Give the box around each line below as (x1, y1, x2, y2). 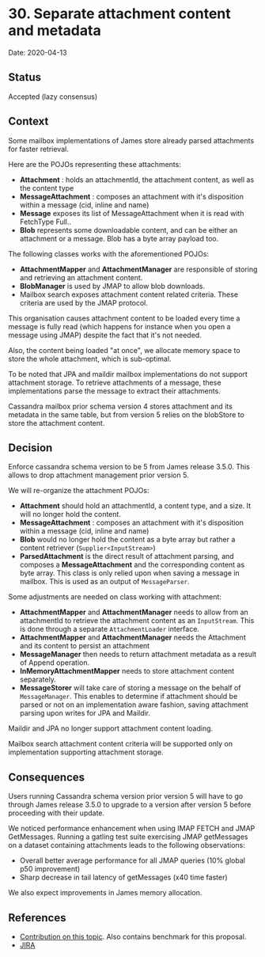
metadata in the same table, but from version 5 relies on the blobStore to (8, 409, 245, 420)
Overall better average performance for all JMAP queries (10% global (19, 856, 245, 865)
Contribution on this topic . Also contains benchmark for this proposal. (19, 932, 247, 941)
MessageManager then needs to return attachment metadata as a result (19, 650, 257, 659)
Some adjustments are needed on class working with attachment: (8, 592, 221, 602)
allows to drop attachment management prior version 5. (8, 470, 189, 480)
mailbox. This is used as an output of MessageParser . (19, 577, 190, 587)
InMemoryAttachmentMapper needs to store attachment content (19, 666, 235, 676)
